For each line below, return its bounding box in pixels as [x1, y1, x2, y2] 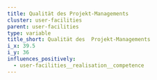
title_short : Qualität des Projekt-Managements [7, 36, 151, 43]
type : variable [7, 29, 51, 37]
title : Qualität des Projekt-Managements [7, 10, 129, 17]
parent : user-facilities [7, 23, 79, 30]
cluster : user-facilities [7, 17, 82, 24]
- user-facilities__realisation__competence [13, 62, 144, 69]
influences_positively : [7, 56, 76, 63]
